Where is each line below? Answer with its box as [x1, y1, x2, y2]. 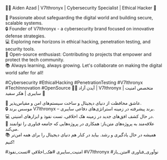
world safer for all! [5, 70, 44, 75]
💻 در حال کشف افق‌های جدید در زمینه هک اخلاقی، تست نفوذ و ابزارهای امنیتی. [5, 113, 154, 119]
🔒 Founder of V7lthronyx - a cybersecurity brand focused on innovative [5, 26, 155, 31]
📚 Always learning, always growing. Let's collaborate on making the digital [5, 62, 162, 68]
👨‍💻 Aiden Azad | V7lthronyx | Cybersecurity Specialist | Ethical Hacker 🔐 [5, 5, 157, 11]
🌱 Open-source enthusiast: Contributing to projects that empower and [5, 51, 152, 57]
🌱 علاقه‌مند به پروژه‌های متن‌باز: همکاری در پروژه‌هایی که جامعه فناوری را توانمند [5, 121, 155, 127]
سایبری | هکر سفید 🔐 [5, 90, 46, 96]
